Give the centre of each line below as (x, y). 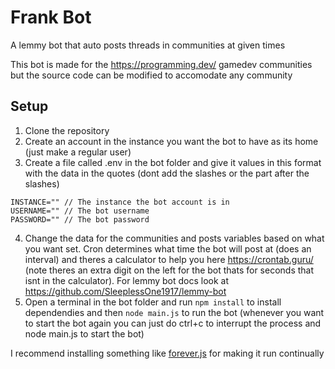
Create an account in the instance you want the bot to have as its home (171, 141)
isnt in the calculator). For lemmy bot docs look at (127, 280)
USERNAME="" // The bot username (80, 211)
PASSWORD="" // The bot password (80, 219)
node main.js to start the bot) (84, 333)
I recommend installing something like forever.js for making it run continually (167, 353)
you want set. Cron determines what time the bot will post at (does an (168, 248)
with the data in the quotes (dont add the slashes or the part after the (167, 173)
